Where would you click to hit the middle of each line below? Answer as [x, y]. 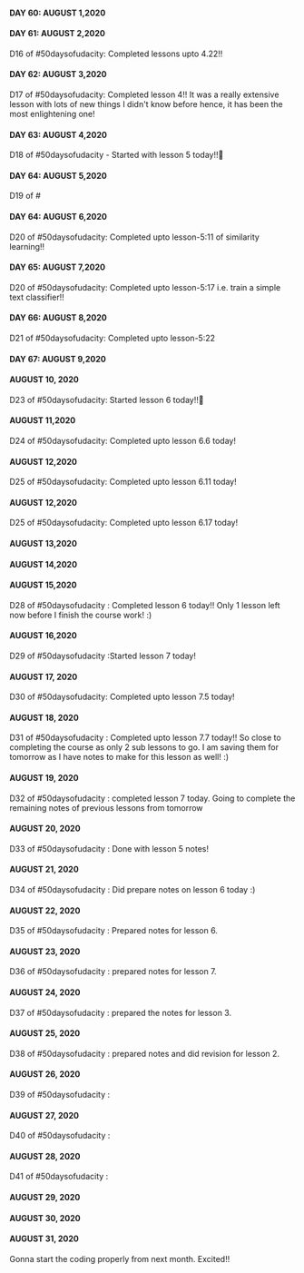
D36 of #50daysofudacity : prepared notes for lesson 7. [113, 972]
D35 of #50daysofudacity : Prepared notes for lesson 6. [113, 931]
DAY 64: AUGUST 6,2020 [58, 217]
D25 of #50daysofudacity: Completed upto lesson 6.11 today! [123, 482]
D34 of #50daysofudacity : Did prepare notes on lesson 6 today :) [132, 890]
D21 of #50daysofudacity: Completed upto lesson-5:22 [113, 338]
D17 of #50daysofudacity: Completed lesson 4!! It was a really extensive [144, 94]
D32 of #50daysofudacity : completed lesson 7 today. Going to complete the [152, 798]
